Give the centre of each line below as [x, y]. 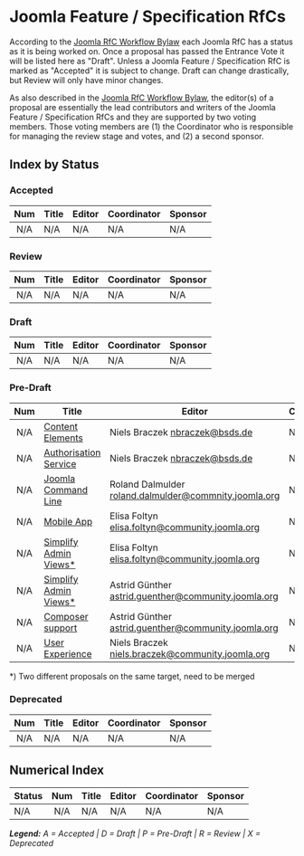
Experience [68, 653]
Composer [66, 616]
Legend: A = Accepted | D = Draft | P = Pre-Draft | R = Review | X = [135, 833]
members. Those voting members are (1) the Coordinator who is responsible [152, 126]
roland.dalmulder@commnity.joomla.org [195, 495]
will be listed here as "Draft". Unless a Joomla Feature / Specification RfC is [150, 61]
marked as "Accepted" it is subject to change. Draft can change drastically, [149, 71]
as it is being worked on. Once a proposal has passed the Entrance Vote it [147, 51]
